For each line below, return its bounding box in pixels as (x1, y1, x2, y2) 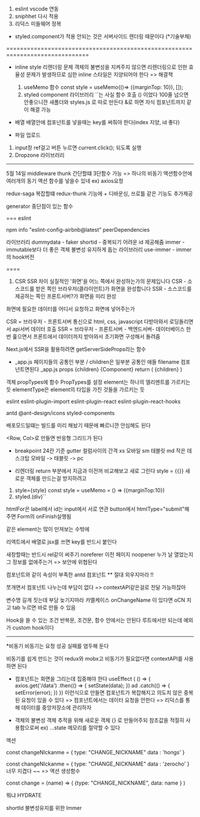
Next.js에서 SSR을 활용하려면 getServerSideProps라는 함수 (6, 346, 146, 352)
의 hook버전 (6, 253, 35, 260)
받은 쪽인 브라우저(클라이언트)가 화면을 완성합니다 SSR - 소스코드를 (35, 285, 192, 292)
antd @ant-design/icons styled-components (6, 410, 115, 416)
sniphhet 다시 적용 (14, 13, 59, 20)
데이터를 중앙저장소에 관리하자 (21, 704, 92, 711)
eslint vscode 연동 (14, 5, 60, 12)
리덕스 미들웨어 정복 (14, 20, 61, 27)
